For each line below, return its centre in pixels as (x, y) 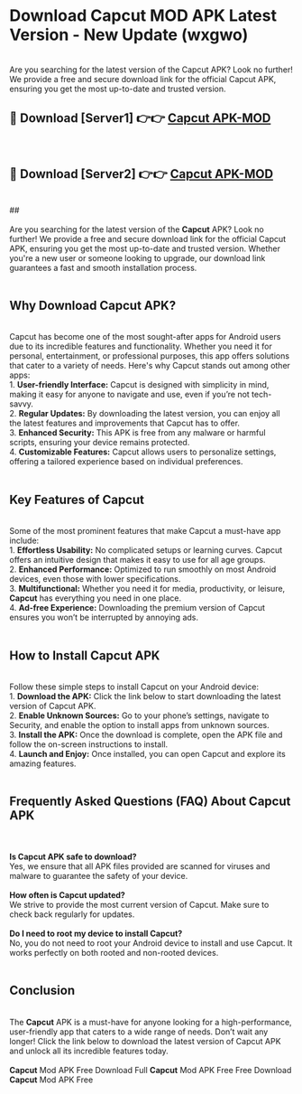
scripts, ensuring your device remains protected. (100, 443)
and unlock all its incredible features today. (89, 1051)
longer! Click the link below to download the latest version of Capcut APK (145, 1041)
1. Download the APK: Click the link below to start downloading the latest (145, 696)
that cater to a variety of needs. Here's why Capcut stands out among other (150, 366)
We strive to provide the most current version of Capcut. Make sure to (139, 904)
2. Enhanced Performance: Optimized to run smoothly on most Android (143, 569)
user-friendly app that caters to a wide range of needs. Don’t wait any (139, 1032)
